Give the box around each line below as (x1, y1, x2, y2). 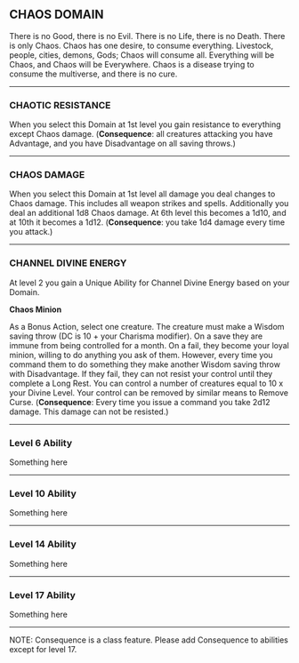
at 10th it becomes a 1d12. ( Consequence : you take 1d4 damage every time (9, 217, 286, 228)
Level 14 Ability (9, 538, 77, 550)
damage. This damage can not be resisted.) (9, 406, 169, 417)
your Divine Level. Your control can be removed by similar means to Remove (9, 387, 289, 398)
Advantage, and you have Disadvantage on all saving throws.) (9, 138, 236, 149)
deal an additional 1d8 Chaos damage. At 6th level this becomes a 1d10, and (9, 208, 287, 219)
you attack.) (9, 227, 53, 237)
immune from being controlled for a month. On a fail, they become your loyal (9, 339, 289, 350)
